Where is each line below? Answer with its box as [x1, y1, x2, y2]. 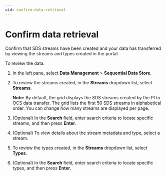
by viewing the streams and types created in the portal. [5, 50, 119, 56]
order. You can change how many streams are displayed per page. [12, 105, 149, 111]
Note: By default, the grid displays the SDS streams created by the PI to [12, 94, 160, 100]
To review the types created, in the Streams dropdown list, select [12, 145, 147, 151]
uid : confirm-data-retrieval [5, 7, 66, 12]
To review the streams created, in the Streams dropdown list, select [12, 79, 152, 85]
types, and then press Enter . [12, 165, 71, 171]
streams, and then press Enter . [12, 120, 76, 126]
